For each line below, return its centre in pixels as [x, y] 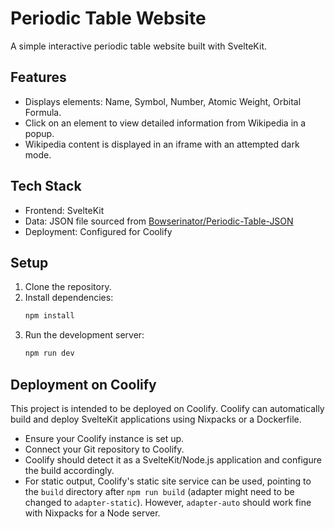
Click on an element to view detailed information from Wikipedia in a [165, 123]
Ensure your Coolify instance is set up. [104, 438]
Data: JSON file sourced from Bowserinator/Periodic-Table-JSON [159, 221]
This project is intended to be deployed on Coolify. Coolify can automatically [167, 408]
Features [38, 77]
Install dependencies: [69, 298]
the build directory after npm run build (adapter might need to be [159, 491]
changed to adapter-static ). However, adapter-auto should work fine [168, 502]
